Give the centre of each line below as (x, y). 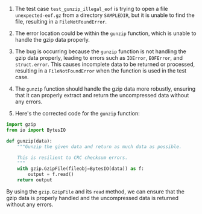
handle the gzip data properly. (52, 40)
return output (35, 180)
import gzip (21, 125)
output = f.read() (51, 175)
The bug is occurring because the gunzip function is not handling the (101, 51)
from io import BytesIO (36, 130)
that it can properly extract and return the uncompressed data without (102, 95)
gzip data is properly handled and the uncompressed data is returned (93, 198)
